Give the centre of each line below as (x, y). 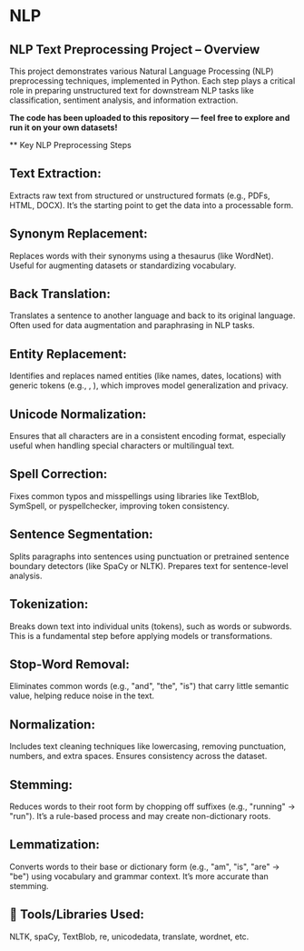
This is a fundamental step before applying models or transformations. (141, 636)
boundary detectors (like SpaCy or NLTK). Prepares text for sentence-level (149, 566)
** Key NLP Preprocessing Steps (70, 145)
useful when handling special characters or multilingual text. (122, 445)
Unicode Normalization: (78, 414)
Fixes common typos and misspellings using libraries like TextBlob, (134, 496)
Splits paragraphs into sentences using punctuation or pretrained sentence (149, 556)
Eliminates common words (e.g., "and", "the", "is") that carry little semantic (149, 686)
